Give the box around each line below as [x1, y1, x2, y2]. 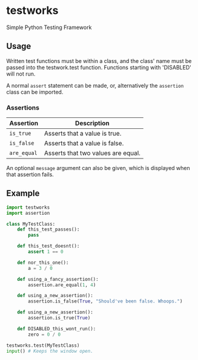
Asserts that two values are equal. [44, 149, 141, 157]
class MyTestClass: [6, 221, 56, 227]
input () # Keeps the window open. [6, 348, 94, 354]
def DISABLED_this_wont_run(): [17, 326, 96, 332]
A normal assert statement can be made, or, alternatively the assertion [6, 82, 184, 89]
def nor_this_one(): [17, 260, 69, 266]
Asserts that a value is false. [44, 139, 124, 148]
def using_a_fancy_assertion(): [17, 276, 99, 282]
